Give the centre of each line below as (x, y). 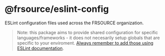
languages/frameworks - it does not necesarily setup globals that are (88, 38)
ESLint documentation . (40, 48)
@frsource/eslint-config (57, 9)
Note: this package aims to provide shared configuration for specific (88, 32)
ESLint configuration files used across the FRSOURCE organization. (74, 23)
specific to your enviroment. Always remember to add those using (85, 43)
